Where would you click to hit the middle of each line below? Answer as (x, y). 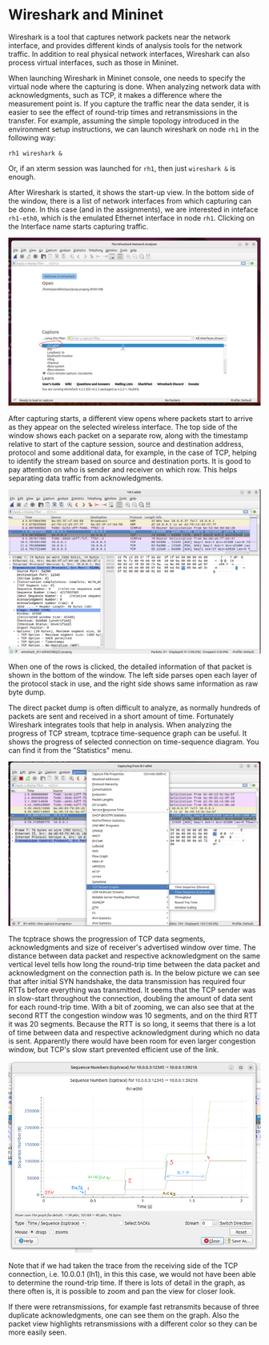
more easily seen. (38, 1332)
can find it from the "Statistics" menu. (70, 750)
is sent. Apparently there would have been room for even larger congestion (132, 1041)
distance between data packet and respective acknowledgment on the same (134, 956)
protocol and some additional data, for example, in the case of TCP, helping (132, 452)
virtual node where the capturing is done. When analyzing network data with (134, 87)
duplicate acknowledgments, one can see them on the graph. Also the (124, 1315)
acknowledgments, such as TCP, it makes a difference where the (115, 95)
